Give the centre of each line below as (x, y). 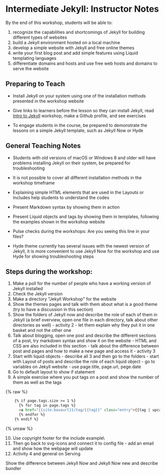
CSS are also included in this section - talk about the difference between (86, 346)
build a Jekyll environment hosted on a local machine (66, 42)
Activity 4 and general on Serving (46, 453)
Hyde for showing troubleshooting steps (53, 256)
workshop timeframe (34, 183)
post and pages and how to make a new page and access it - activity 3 (84, 351)
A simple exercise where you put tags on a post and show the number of (86, 377)
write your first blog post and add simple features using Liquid (75, 53)
